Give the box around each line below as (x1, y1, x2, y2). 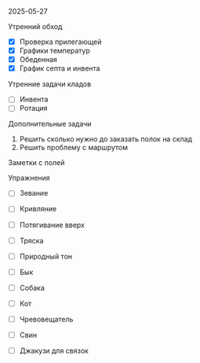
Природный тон (19, 251, 73, 261)
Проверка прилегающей (19, 37, 102, 46)
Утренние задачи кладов (8, 79, 92, 89)
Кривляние (19, 204, 57, 214)
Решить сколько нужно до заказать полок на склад (19, 134, 193, 144)
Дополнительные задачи (8, 119, 92, 129)
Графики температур (19, 46, 90, 56)
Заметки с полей (8, 158, 65, 167)
